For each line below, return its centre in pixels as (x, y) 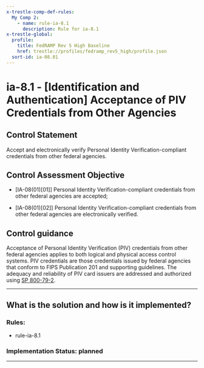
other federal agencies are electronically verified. (76, 214)
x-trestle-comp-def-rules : (40, 12)
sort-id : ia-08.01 (35, 57)
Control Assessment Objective (66, 176)
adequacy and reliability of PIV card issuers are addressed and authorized (99, 274)
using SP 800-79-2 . (31, 280)
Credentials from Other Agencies (91, 112)
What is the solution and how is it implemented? (99, 305)
